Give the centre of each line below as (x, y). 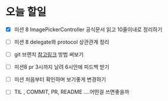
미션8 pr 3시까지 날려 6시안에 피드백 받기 (62, 67)
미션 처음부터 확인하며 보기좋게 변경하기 (60, 79)
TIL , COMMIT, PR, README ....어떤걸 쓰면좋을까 (72, 92)
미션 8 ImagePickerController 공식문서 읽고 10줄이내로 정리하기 (88, 29)
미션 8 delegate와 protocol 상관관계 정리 (62, 42)
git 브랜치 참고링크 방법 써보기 (49, 55)
